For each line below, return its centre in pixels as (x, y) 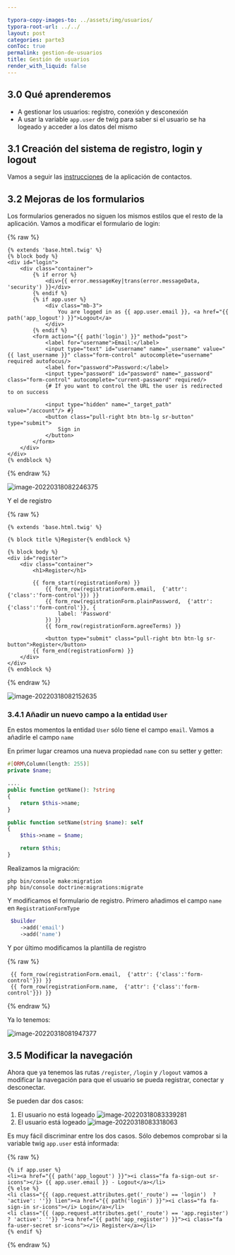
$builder (23, 921)
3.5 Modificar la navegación (70, 1055)
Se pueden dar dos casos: (46, 1101)
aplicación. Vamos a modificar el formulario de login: (84, 224)
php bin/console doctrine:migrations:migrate (75, 887)
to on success (28, 393)
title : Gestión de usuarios (49, 60)
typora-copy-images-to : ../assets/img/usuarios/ (80, 20)
